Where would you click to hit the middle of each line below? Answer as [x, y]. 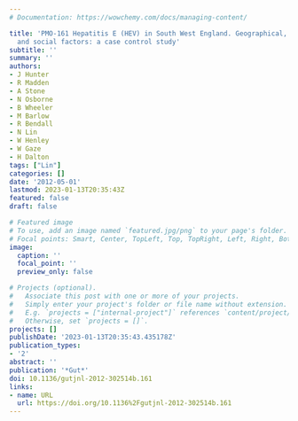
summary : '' [31, 58]
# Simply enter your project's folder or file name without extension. [149, 304]
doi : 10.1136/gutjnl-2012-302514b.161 [81, 378]
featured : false [39, 199]
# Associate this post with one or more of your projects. [125, 296]
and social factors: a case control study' [98, 42]
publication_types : [45, 346]
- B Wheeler [31, 107]
